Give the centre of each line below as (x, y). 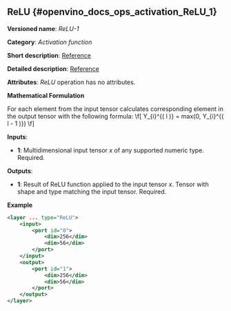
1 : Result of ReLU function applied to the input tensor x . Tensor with (113, 184)
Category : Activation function (50, 42)
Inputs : (18, 137)
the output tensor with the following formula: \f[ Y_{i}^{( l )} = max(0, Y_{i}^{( (115, 116)
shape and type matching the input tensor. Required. (92, 191)
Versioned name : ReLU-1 (43, 28)
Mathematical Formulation (46, 95)
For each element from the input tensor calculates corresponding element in (115, 109)
